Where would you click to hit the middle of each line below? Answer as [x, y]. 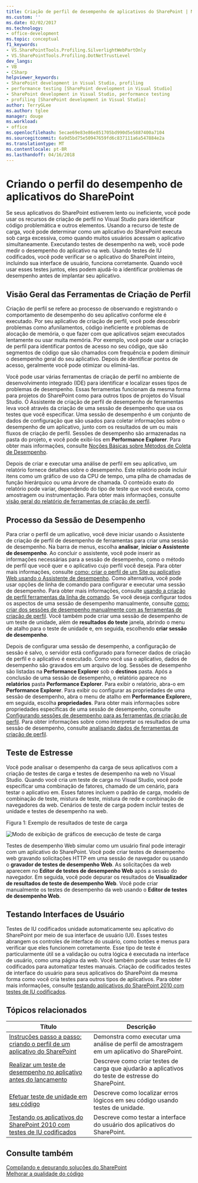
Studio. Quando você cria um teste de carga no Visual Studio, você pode [94, 779]
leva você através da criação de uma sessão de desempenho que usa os [95, 408]
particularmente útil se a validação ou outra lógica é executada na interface [98, 954]
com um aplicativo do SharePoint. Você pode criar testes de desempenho [95, 852]
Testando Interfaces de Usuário [65, 915]
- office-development [33, 34]
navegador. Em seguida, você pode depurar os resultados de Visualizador [97, 877]
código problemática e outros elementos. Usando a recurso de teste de [93, 225]
